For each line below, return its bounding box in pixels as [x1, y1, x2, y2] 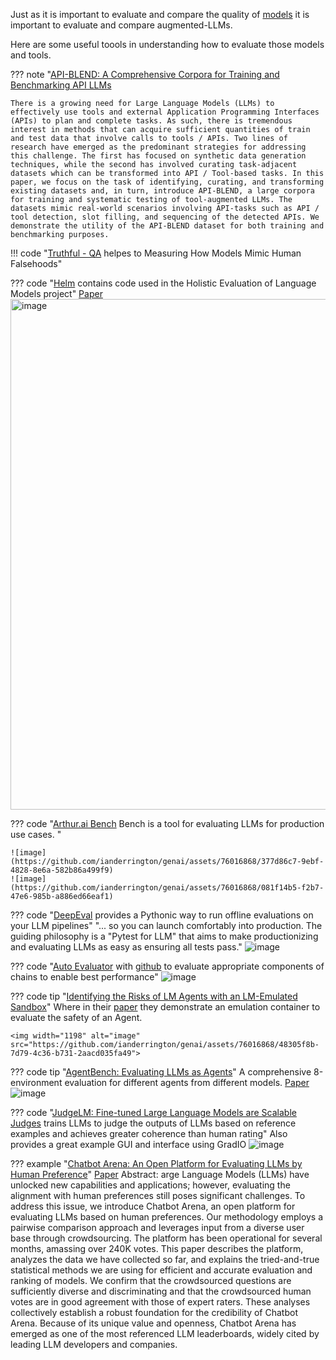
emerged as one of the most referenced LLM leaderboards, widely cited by [10, 1328, 320, 1339]
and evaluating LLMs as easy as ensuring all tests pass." [10, 941, 243, 953]
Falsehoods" [10, 258, 63, 269]
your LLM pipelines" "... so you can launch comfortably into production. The [10, 920, 323, 931]
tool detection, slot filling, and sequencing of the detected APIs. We [10, 212, 320, 222]
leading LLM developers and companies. [10, 1339, 178, 1350]
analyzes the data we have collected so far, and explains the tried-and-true [10, 1254, 320, 1265]
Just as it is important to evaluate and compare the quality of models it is [10, 9, 310, 20]
